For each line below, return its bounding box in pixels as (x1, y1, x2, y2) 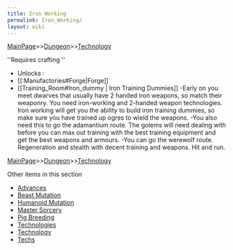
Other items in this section (7, 170, 82, 178)
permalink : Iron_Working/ (7, 17, 82, 24)
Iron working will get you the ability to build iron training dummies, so (17, 106, 215, 115)
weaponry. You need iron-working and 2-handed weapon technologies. (17, 99, 223, 107)
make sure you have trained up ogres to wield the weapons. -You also (17, 114, 218, 122)
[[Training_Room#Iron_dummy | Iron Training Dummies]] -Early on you (17, 84, 219, 93)
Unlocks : (17, 69, 45, 77)
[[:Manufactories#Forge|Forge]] (17, 77, 109, 85)
